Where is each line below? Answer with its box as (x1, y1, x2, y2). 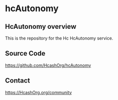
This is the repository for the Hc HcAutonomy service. (5, 35, 114, 41)
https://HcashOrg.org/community (5, 89, 72, 95)
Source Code (5, 49, 45, 58)
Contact (5, 77, 30, 85)
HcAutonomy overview (5, 22, 77, 31)
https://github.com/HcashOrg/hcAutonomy (5, 62, 91, 68)
